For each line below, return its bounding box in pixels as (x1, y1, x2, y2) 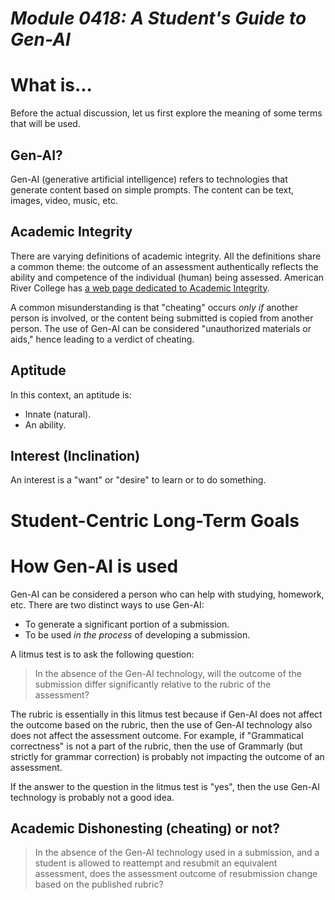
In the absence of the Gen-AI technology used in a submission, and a (34, 847, 320, 859)
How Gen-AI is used (10, 555, 179, 577)
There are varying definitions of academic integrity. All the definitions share (10, 250, 322, 262)
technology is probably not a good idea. (10, 791, 175, 803)
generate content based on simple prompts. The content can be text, (10, 183, 295, 196)
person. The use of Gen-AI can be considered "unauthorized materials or (10, 322, 312, 334)
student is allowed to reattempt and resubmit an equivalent (34, 857, 278, 869)
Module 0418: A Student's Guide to (10, 7, 307, 30)
